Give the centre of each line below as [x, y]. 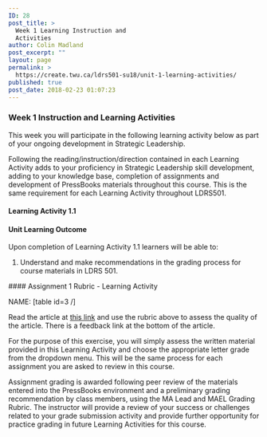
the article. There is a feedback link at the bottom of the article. [112, 326]
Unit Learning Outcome [48, 229]
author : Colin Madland [46, 45]
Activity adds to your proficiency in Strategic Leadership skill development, [132, 167]
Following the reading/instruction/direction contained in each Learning [124, 159]
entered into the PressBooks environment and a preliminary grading [120, 391]
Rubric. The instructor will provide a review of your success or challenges [129, 407]
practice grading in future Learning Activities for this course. [108, 424]
